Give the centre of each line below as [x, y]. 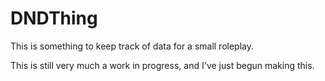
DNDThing [54, 18]
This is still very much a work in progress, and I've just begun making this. [162, 65]
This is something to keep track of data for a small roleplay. [132, 46]
